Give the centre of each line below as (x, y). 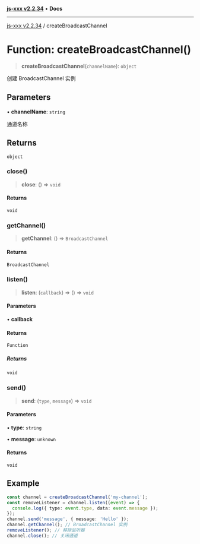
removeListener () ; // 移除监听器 (46, 530)
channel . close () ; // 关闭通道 (42, 536)
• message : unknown (31, 439)
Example (23, 483)
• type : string (24, 428)
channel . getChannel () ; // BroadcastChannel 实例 (67, 525)
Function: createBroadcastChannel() (99, 50)
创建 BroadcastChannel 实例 (41, 78)
